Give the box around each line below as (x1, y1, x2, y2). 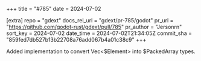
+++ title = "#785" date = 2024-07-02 (6, 5, 101, 12)
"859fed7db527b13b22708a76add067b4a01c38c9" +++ (6, 36, 147, 43)
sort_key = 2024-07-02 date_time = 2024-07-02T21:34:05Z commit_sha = (6, 30, 192, 37)
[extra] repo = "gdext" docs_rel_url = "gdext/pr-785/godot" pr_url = (6, 17, 174, 24)
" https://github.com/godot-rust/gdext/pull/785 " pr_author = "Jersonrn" (6, 24, 182, 30)
